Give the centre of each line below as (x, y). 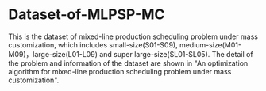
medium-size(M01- (210, 44)
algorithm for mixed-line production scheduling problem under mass (120, 71)
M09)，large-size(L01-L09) (53, 54)
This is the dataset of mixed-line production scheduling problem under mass (133, 36)
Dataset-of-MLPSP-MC (87, 15)
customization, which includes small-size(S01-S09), (93, 44)
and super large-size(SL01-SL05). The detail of (176, 54)
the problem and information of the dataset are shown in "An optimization (128, 63)
